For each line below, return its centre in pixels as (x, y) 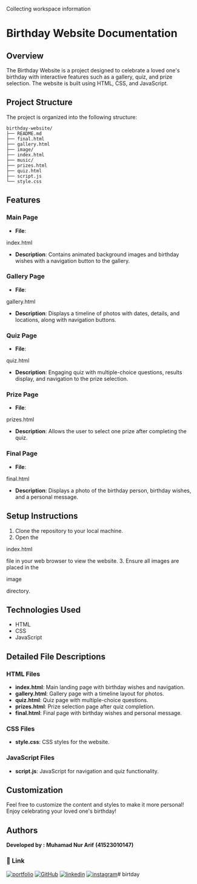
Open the (27, 537)
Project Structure (39, 103)
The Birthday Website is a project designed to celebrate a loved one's (93, 70)
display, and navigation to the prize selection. (72, 379)
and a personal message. (47, 497)
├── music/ (20, 160)
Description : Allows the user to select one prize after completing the (101, 431)
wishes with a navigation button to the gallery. (72, 260)
